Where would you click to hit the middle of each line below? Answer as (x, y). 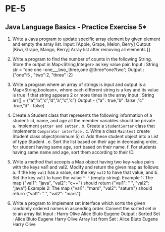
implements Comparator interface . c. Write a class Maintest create (81, 131)
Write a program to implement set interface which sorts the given (79, 203)
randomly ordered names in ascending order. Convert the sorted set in (84, 208)
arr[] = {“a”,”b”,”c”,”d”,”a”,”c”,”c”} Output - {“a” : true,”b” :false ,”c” (78, 100)
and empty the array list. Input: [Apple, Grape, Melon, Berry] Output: (82, 44)
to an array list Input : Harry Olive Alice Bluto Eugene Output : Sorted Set (86, 214)
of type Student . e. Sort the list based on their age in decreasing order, (85, 142)
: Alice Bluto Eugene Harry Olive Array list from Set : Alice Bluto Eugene (85, 219)
